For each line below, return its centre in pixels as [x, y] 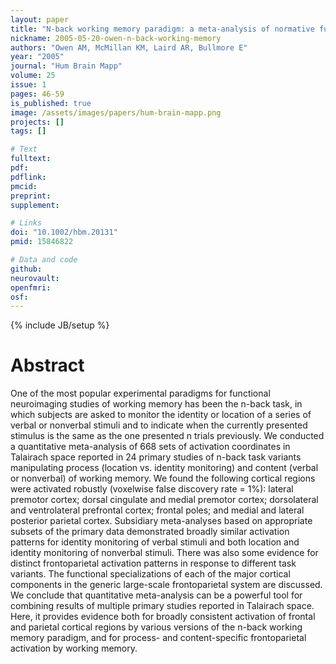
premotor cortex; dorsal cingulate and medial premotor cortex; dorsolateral [164, 500]
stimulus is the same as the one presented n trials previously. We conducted [167, 436]
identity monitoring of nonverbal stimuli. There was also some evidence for [164, 553]
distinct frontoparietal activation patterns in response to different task [153, 563]
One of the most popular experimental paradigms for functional [140, 393]
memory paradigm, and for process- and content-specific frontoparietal [158, 638]
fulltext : [31, 159]
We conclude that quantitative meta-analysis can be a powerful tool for [156, 595]
